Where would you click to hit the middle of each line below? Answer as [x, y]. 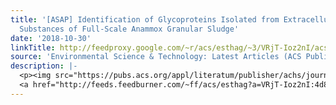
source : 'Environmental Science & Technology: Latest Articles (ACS [156, 57]
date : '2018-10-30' [51, 38]
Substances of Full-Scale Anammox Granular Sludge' [129, 29]
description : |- [44, 66]
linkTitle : [33, 47]
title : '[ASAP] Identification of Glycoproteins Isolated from [145, 19]
